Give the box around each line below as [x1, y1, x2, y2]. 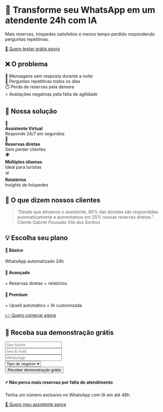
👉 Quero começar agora [5, 312, 56, 318]
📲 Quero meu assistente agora [5, 402, 67, 408]
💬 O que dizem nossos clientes [5, 196, 101, 204]
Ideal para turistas [5, 164, 42, 170]
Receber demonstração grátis [7, 367, 61, 373]
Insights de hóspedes [5, 181, 49, 188]
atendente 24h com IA [5, 15, 97, 26]
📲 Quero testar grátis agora [5, 46, 60, 51]
